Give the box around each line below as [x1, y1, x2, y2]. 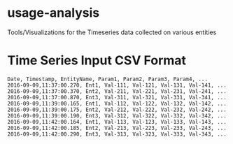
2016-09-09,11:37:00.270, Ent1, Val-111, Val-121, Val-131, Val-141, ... [7, 82, 227, 89]
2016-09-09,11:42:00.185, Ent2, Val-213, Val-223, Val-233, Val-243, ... [7, 124, 227, 131]
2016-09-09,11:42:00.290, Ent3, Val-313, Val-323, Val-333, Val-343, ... [7, 131, 227, 138]
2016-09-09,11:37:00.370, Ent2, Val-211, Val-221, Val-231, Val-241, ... [7, 87, 227, 95]
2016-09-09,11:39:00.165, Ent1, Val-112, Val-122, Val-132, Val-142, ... [7, 100, 227, 107]
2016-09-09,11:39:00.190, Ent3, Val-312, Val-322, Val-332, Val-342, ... [7, 112, 227, 120]
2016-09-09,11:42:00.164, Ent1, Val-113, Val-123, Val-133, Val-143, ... [7, 118, 227, 125]
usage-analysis [7, 5, 100, 21]
